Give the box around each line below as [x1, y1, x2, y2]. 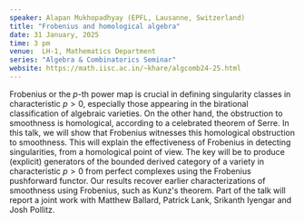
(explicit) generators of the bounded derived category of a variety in [9, 156, 265, 167]
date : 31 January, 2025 [9, 30, 100, 39]
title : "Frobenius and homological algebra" [9, 22, 181, 31]
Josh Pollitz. [9, 204, 55, 215]
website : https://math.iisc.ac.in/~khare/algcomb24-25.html [9, 64, 242, 73]
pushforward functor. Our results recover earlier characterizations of [9, 175, 266, 186]
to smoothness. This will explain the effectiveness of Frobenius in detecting [9, 137, 291, 148]
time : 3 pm [9, 38, 51, 48]
